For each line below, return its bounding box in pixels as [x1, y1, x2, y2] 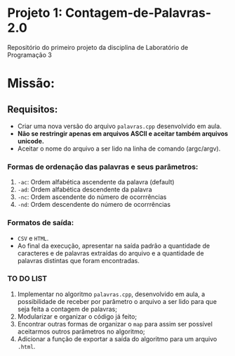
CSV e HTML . [17, 234, 49, 242]
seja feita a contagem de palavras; [17, 305, 118, 313]
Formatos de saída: [7, 218, 74, 228]
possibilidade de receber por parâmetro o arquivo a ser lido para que [17, 297, 217, 305]
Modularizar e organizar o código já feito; [17, 312, 137, 321]
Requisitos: [7, 103, 58, 115]
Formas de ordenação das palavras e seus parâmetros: [7, 162, 199, 172]
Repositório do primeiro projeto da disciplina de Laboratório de [7, 43, 189, 51]
